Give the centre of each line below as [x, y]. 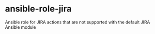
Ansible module [21, 27]
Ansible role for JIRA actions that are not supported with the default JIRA [77, 22]
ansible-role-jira [38, 9]
